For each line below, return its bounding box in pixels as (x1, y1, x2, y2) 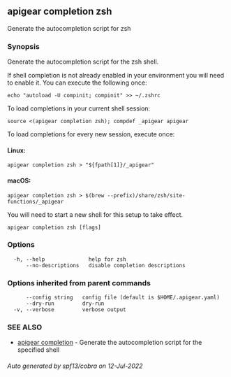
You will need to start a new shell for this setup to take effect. (7, 210, 184, 219)
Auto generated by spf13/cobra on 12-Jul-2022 (7, 362, 143, 370)
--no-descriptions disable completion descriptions (25, 262, 186, 269)
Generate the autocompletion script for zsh (7, 24, 131, 32)
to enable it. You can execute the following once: (7, 78, 148, 87)
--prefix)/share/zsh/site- (107, 192, 186, 199)
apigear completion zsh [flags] (7, 224, 101, 231)
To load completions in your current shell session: (7, 104, 151, 113)
